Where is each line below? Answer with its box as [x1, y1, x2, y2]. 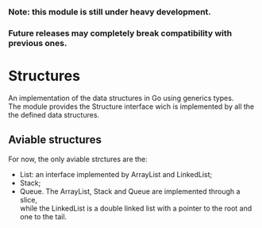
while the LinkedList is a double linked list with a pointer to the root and [19, 203, 252, 213]
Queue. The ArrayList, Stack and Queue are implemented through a [19, 186, 241, 196]
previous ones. [8, 37, 67, 48]
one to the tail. [19, 211, 67, 221]
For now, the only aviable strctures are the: [8, 154, 148, 164]
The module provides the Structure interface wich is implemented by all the [8, 102, 255, 111]
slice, [19, 195, 38, 204]
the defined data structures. [8, 110, 100, 119]
